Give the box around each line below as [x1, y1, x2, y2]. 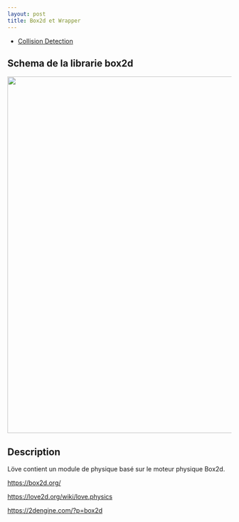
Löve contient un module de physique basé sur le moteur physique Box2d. [7, 465, 225, 474]
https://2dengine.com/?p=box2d [7, 506, 103, 515]
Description [7, 446, 60, 458]
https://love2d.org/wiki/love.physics [7, 493, 112, 501]
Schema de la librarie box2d [7, 57, 134, 69]
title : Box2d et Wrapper [7, 17, 81, 24]
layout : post [7, 10, 46, 18]
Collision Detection [17, 36, 73, 45]
